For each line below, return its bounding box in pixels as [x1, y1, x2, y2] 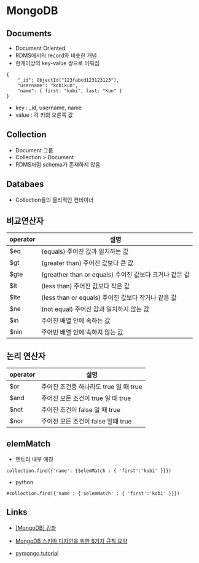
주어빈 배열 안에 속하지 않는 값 [41, 328, 123, 337]
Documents [6, 28, 52, 39]
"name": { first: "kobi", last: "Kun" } [17, 88, 122, 94]
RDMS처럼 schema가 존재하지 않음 [15, 160, 101, 168]
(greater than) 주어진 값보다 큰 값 [41, 259, 134, 267]
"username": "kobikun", [17, 82, 79, 89]
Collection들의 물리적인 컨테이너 [15, 196, 94, 203]
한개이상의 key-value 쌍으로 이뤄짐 [15, 60, 99, 66]
